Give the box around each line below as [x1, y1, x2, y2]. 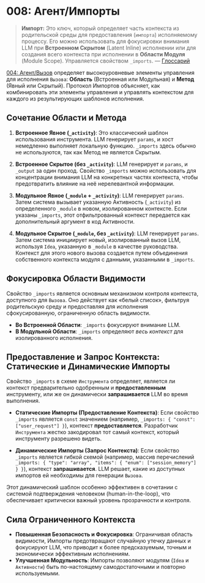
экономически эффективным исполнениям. [15, 550, 130, 558]
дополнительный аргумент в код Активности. [15, 217, 135, 225]
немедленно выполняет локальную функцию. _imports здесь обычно [15, 142, 196, 149]
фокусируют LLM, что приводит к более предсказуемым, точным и [15, 544, 192, 551]
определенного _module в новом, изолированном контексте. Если [15, 205, 187, 212]
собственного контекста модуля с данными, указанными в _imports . [15, 255, 195, 263]
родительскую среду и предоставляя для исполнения [6, 303, 148, 310]
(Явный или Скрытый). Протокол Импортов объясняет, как [6, 81, 160, 89]
